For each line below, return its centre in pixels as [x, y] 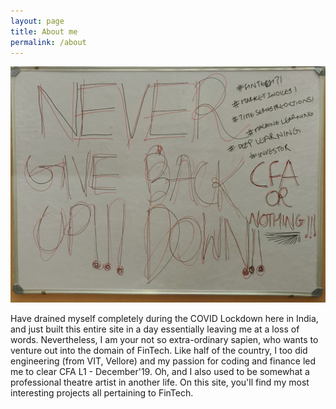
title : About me [44, 31]
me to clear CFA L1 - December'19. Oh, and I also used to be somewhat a [160, 372]
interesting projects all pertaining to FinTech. [102, 393]
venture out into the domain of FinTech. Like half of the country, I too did [159, 351]
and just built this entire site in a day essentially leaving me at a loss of [155, 329]
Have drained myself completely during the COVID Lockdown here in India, [164, 319]
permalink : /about [48, 42]
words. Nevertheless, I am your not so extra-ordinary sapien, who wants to [164, 340]
